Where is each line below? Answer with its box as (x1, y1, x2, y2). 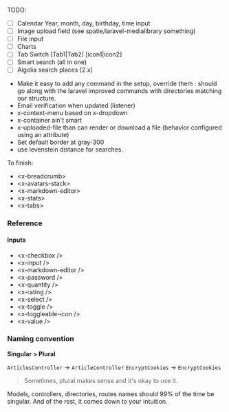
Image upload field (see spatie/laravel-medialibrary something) (17, 27, 196, 35)
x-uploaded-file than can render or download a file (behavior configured (17, 123, 222, 132)
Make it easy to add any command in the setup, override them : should (17, 79, 217, 88)
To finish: (7, 158, 34, 167)
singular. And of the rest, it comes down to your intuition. (7, 397, 168, 405)
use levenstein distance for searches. (17, 145, 124, 154)
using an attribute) (17, 131, 69, 139)
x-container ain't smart (17, 116, 83, 125)
